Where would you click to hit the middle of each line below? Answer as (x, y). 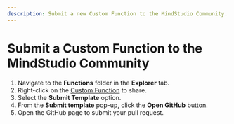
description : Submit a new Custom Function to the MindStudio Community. (118, 14)
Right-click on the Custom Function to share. (82, 90)
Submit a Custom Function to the (105, 48)
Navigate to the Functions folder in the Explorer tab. (93, 83)
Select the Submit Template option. (69, 97)
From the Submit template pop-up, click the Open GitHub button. (113, 105)
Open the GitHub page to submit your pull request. (90, 112)
